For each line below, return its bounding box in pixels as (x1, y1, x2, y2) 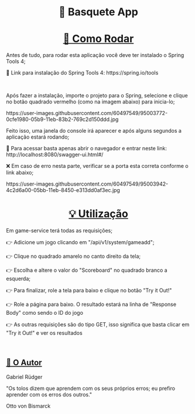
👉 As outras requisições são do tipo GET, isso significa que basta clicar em (6, 321, 190, 328)
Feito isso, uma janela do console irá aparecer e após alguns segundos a (6, 127, 182, 134)
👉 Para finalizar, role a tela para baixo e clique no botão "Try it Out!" (6, 287, 172, 294)
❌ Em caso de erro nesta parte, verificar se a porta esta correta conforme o (6, 163, 189, 170)
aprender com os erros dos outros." (6, 391, 93, 398)
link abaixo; (6, 169, 34, 176)
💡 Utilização (68, 207, 129, 221)
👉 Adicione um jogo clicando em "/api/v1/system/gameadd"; (6, 239, 155, 246)
